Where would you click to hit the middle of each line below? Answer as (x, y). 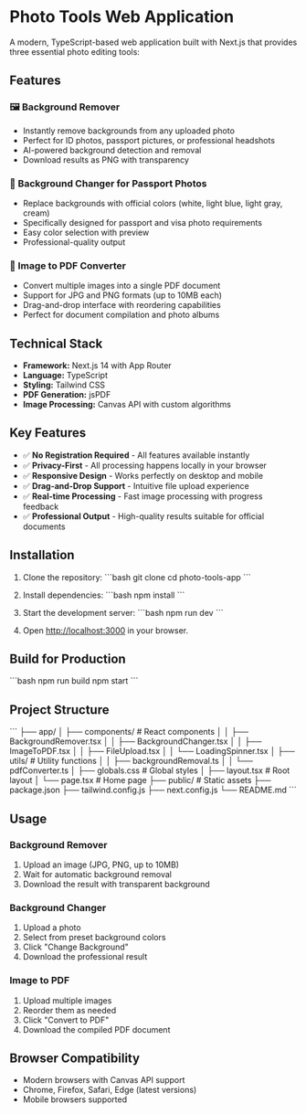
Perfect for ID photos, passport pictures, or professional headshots (149, 140)
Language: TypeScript (65, 376)
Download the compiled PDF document (96, 1029)
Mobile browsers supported (75, 1099)
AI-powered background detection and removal (112, 150)
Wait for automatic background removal (97, 874)
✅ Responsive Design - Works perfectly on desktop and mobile (142, 475)
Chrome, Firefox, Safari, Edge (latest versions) (110, 1090)
